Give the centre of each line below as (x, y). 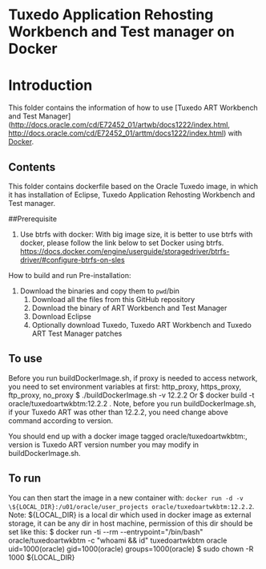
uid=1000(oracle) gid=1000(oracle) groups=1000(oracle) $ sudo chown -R (131, 549)
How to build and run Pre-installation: (70, 275)
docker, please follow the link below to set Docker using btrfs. (122, 243)
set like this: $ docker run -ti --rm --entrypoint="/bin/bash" (106, 531)
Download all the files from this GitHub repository (113, 299)
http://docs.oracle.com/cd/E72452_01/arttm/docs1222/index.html (116, 133)
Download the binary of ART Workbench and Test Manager (129, 308)
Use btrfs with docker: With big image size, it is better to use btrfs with (136, 234)
